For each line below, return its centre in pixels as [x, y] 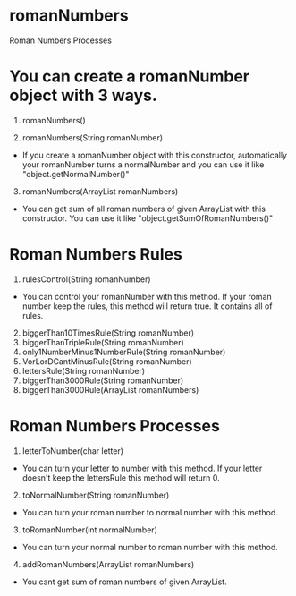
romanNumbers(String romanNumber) [93, 137]
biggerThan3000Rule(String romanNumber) [103, 380]
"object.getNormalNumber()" [76, 174]
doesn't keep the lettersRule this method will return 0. [121, 477]
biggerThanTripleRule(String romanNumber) [103, 342]
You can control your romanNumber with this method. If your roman [147, 296]
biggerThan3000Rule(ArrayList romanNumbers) [110, 389]
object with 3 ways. [84, 96]
